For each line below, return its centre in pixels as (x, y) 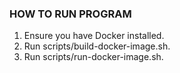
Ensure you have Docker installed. (94, 36)
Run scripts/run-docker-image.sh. (93, 57)
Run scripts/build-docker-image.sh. (97, 46)
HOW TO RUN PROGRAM (70, 14)
